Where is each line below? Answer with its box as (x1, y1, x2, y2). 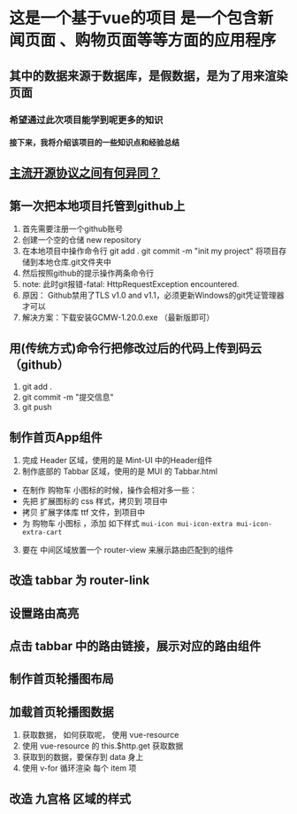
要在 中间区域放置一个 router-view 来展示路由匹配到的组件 (21, 544, 234, 554)
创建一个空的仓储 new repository (21, 235, 141, 245)
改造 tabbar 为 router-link (9, 573, 150, 588)
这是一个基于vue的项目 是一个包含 (9, 8, 258, 28)
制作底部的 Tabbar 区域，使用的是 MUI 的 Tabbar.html (21, 466, 218, 477)
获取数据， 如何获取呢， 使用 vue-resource (21, 730, 179, 740)
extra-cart (21, 528, 63, 537)
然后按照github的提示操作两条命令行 (21, 267, 155, 279)
